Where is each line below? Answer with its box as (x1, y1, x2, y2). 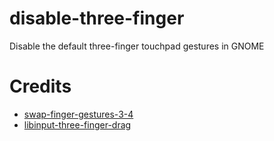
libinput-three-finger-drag (23, 118, 132, 131)
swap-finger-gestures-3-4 (23, 108, 134, 120)
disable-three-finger (9, 7, 185, 30)
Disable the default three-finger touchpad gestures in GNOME (9, 40, 265, 52)
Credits (9, 75, 72, 98)
